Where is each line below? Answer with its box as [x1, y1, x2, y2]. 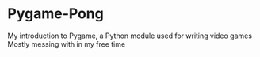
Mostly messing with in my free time [7, 39, 126, 48]
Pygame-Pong [7, 5, 104, 23]
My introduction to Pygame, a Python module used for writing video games [7, 31, 253, 40]
